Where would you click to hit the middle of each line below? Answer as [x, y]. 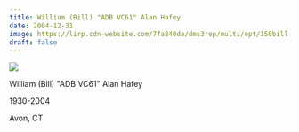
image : [21, 34]
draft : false [33, 42]
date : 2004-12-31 [41, 26]
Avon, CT [26, 118]
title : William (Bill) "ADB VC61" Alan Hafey [95, 17]
